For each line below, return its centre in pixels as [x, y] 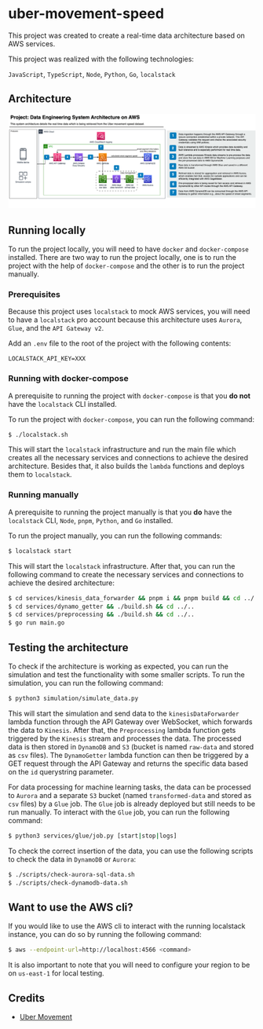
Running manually [44, 495]
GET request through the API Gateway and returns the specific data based [128, 764]
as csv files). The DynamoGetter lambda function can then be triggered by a [128, 755]
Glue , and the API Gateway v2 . [56, 328]
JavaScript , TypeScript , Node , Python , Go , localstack [92, 74]
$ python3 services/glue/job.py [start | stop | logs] [93, 836]
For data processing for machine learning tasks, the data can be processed [130, 787]
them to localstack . [40, 474]
